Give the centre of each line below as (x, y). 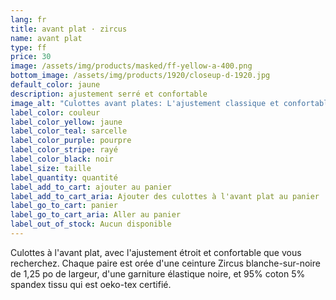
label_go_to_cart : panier (64, 206)
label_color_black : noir (62, 159)
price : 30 (31, 57)
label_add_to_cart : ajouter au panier (91, 187)
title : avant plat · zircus (69, 29)
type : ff (28, 47)
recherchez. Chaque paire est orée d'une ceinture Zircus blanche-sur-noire (165, 263)
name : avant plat (46, 38)
